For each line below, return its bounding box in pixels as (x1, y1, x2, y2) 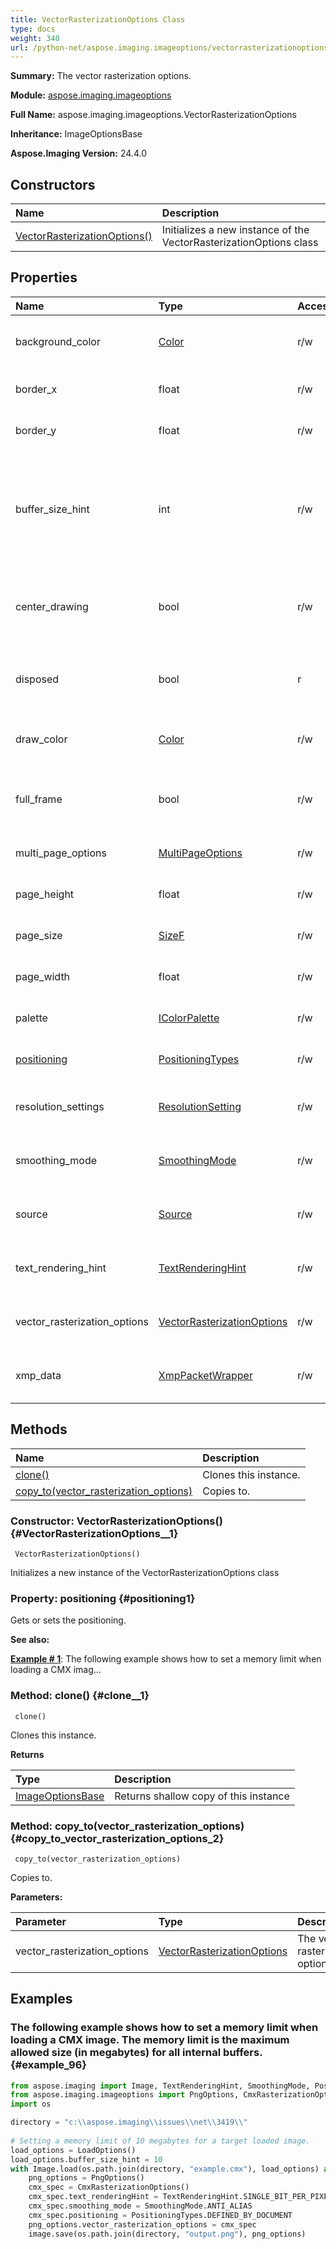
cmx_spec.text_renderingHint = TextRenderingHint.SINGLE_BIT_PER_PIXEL (28, 2192, 333, 2202)
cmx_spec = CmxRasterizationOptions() (28, 2182, 190, 2193)
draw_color (15, 732, 68, 746)
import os (10, 2099, 52, 2110)
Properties (10, 269, 78, 286)
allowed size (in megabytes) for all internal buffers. (10, 2046, 263, 2060)
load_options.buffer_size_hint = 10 (10, 2154, 163, 2165)
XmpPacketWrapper (158, 1368, 253, 1382)
